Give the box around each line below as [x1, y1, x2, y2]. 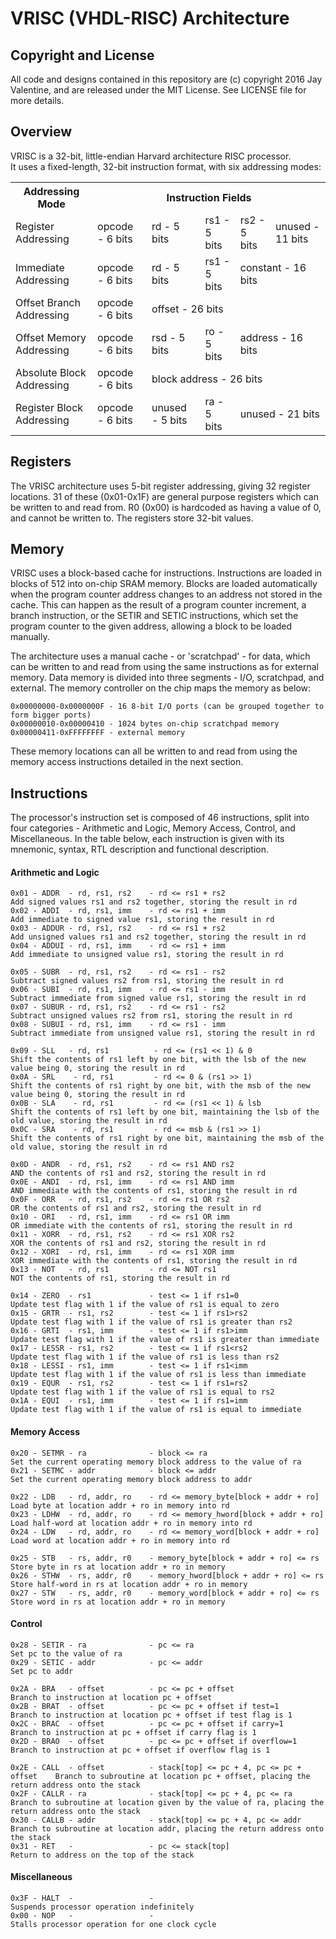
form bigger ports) [10, 710, 92, 721]
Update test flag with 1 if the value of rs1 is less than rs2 [10, 1352, 280, 1362]
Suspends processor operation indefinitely [10, 1902, 195, 1912]
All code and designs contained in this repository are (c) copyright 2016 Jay [10, 73, 323, 85]
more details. [10, 95, 65, 106]
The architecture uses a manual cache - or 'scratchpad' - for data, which [10, 650, 311, 662]
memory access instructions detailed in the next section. [10, 756, 244, 768]
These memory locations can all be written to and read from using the [10, 745, 298, 757]
